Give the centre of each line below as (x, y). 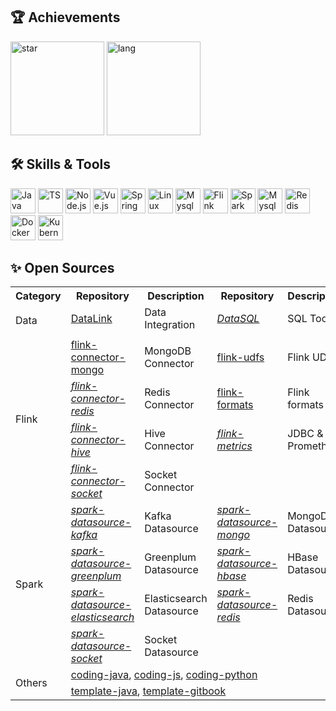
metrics (234, 446)
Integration (170, 325)
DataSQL (238, 319)
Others (31, 683)
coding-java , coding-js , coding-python (164, 675)
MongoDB (168, 351)
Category (38, 296)
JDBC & (305, 434)
